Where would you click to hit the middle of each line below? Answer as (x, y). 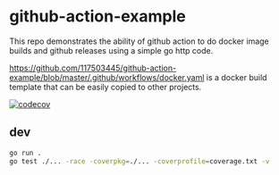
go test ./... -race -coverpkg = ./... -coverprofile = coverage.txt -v (139, 161)
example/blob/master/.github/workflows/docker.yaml (107, 77)
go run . (25, 153)
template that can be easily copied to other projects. (106, 87)
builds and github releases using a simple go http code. (111, 50)
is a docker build (237, 77)
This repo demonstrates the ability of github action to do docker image (139, 41)
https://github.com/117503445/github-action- (93, 68)
